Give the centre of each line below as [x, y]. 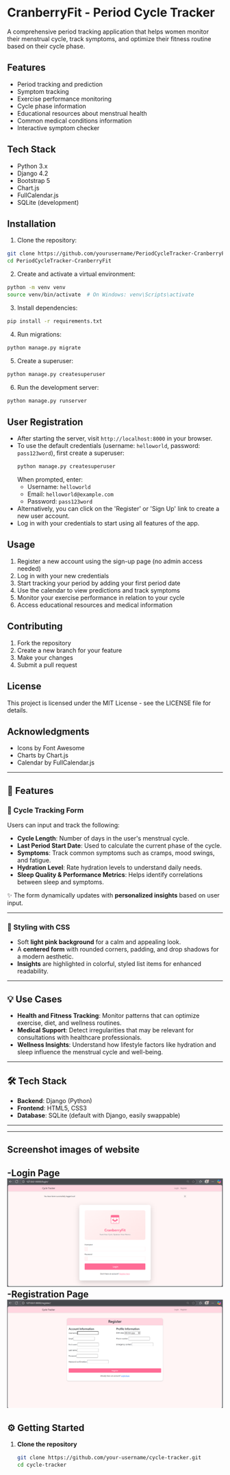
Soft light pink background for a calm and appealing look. [99, 942]
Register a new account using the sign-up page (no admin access [110, 561]
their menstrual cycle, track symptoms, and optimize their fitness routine [109, 38]
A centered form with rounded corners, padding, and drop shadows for [118, 950]
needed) [29, 568]
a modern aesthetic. [45, 956]
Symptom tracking [43, 91]
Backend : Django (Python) [54, 1100]
